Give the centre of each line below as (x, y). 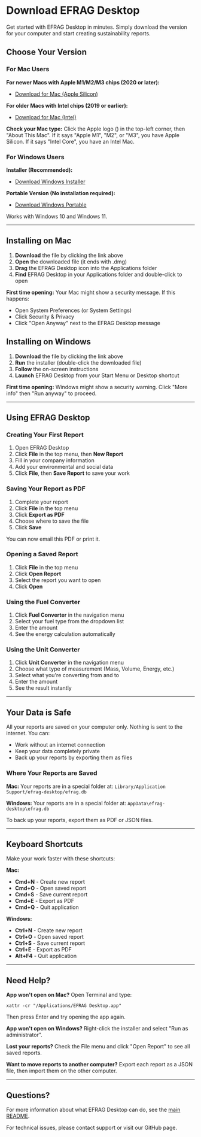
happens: (18, 298)
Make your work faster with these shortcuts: (61, 859)
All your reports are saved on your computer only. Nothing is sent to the (95, 727)
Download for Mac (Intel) (45, 117)
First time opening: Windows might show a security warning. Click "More (97, 387)
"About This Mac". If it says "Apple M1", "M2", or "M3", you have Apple (93, 135)
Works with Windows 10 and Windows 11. (57, 216)
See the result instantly (43, 688)
